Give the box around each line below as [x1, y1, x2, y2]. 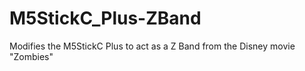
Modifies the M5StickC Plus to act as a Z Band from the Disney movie [9, 40, 296, 52]
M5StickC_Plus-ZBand [9, 7, 202, 30]
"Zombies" [9, 50, 54, 62]
